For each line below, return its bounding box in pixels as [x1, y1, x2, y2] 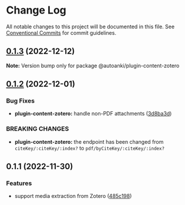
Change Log [6, 4, 66, 17]
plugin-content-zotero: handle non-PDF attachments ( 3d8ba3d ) [14, 110, 172, 117]
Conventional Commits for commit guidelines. [6, 29, 116, 36]
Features [6, 179, 32, 187]
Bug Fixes [6, 97, 35, 105]
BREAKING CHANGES [6, 125, 69, 133]
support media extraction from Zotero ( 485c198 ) [14, 193, 132, 200]
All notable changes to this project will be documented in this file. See [6, 23, 175, 30]
